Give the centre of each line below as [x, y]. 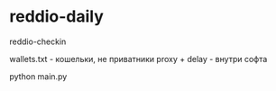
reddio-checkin [38, 41]
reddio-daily [56, 17]
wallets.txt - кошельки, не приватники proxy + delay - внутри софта [138, 59]
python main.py [38, 76]
